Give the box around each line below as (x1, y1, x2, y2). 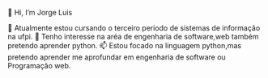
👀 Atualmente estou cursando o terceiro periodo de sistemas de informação (7, 23, 261, 32)
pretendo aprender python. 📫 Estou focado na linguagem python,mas (7, 41, 242, 50)
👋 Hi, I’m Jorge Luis (7, 8, 73, 17)
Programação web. (7, 61, 71, 70)
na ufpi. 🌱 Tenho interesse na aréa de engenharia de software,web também (7, 32, 259, 41)
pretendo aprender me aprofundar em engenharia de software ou (7, 52, 226, 62)
